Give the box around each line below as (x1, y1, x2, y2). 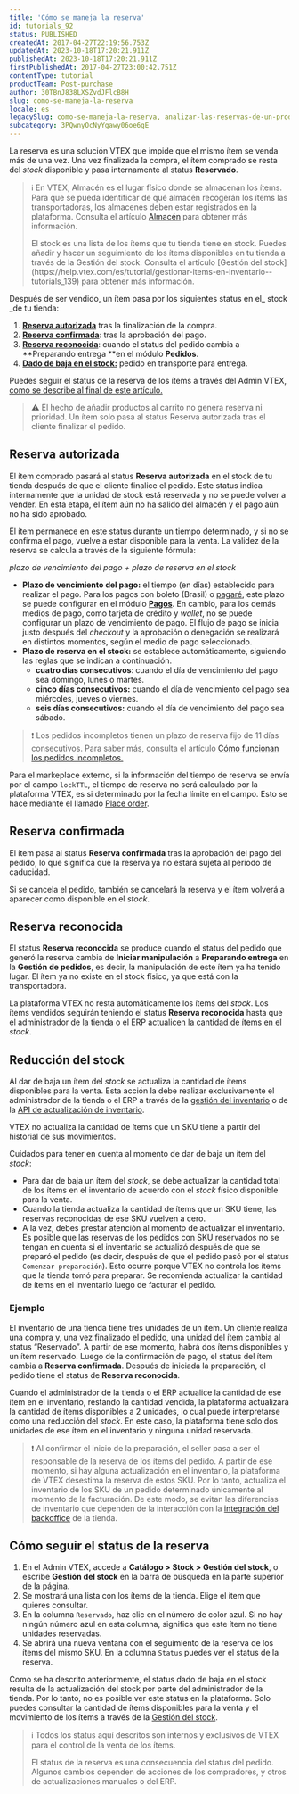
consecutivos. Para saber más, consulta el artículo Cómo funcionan (30, 743, 279, 753)
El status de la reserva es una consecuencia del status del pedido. (30, 1757, 274, 1768)
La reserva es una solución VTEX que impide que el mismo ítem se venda (9, 145, 279, 156)
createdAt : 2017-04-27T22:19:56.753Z (9, 37, 149, 47)
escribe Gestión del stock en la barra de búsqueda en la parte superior (21, 1572, 285, 1582)
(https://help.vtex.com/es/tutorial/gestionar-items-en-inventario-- (30, 267, 273, 277)
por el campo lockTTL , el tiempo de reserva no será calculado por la (9, 778, 258, 790)
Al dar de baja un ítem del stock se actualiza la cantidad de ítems (9, 1076, 247, 1087)
